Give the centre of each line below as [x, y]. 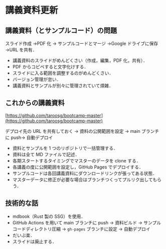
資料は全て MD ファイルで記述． [46, 154]
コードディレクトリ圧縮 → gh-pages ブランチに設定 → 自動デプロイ [81, 229]
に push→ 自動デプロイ [29, 137]
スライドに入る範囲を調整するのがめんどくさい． [63, 73]
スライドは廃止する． [34, 241]
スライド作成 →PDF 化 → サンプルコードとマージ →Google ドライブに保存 [82, 44]
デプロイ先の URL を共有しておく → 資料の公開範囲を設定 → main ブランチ [82, 131]
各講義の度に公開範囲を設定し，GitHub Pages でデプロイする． [78, 167]
